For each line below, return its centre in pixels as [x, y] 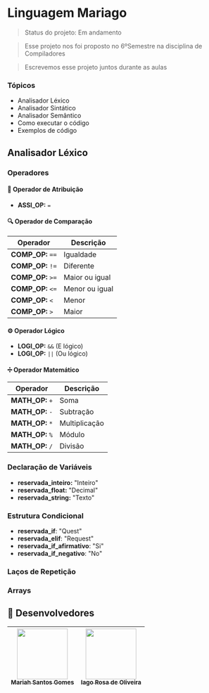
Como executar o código [53, 123]
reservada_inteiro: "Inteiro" [58, 482]
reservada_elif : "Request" [56, 538]
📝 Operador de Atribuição [45, 189]
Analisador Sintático [46, 108]
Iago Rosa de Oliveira [111, 682]
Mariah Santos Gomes [43, 682]
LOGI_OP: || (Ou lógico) [52, 354]
